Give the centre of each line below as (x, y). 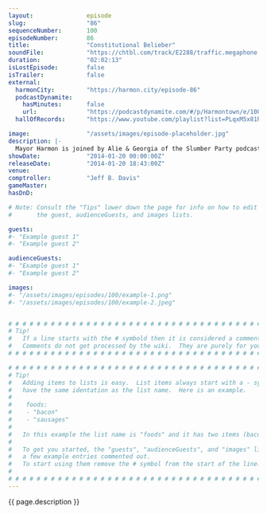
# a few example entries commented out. (79, 457)
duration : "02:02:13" (66, 61)
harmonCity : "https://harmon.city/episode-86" (108, 90)
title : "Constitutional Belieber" (92, 45)
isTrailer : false (56, 75)
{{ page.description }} (44, 501)
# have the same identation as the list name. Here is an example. (128, 390)
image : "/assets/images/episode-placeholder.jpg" (118, 134)
